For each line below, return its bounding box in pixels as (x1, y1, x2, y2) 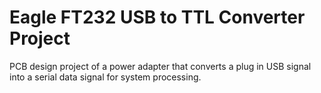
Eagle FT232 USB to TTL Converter (9, 6, 306, 29)
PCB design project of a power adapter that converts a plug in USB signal (9, 60, 312, 72)
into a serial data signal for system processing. (9, 71, 202, 83)
